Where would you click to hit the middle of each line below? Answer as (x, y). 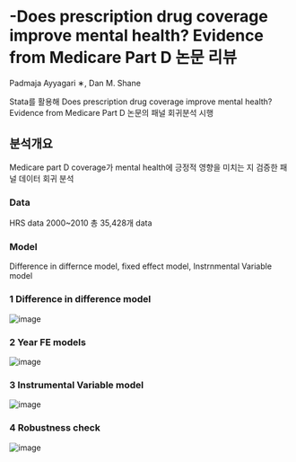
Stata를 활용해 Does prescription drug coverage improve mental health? (141, 102)
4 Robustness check (55, 428)
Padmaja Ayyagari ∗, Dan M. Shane (75, 83)
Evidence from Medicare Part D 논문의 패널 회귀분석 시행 (111, 112)
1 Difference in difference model (80, 299)
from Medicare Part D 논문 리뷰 (123, 58)
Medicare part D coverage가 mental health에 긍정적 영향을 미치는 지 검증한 (144, 167)
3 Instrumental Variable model (77, 385)
